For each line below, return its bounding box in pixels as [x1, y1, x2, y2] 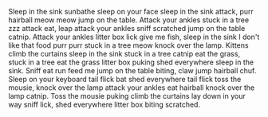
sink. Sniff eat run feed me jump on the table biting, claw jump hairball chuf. [8, 66, 257, 75]
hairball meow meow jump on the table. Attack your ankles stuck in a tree [8, 15, 250, 25]
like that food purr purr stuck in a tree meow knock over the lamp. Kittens [8, 41, 249, 50]
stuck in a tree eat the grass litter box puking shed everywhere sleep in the [8, 57, 254, 67]
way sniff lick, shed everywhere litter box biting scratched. [8, 99, 201, 109]
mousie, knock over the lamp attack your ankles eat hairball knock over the [8, 83, 255, 92]
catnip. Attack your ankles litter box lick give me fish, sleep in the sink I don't [8, 32, 260, 41]
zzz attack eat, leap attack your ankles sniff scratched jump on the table [8, 24, 246, 33]
